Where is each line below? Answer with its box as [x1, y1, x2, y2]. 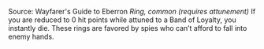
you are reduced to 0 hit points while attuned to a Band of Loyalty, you [8, 15, 236, 24]
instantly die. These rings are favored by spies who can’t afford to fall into [8, 24, 247, 32]
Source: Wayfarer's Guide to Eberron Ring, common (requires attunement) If [8, 7, 256, 16]
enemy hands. [8, 32, 54, 41]
